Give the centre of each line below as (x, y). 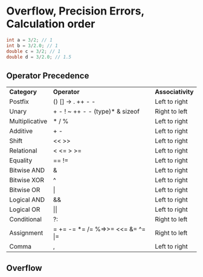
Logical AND (27, 200)
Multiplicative (28, 121)
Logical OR (25, 209)
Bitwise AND (27, 170)
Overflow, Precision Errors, (76, 11)
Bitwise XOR (27, 180)
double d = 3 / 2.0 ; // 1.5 (39, 57)
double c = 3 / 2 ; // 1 (34, 51)
